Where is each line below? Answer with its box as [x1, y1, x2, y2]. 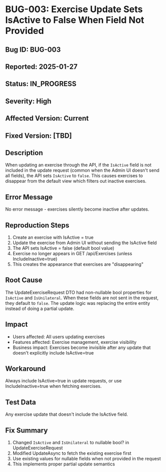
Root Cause [5, 276, 43, 285]
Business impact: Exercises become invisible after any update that [12, 344, 151, 350]
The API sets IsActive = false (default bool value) [12, 245, 115, 251]
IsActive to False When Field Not [5, 14, 144, 26]
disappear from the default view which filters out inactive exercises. [5, 178, 147, 184]
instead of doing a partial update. [5, 305, 74, 311]
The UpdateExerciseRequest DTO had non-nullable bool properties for [5, 289, 152, 295]
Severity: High [5, 97, 52, 105]
